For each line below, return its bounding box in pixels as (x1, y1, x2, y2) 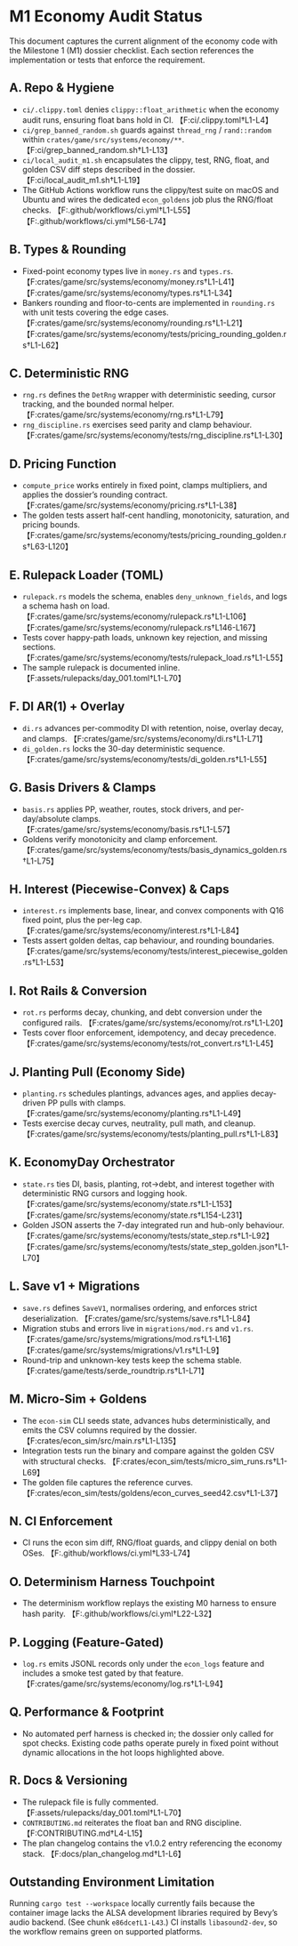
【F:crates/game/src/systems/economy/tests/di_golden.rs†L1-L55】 (21, 753, 272, 764)
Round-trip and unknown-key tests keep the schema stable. (21, 1355, 242, 1365)
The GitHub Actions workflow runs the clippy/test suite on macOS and (21, 184, 279, 195)
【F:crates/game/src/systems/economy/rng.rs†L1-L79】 (21, 409, 229, 420)
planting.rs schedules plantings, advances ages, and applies (21, 1088, 249, 1099)
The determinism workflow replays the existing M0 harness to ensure (21, 1598, 278, 1609)
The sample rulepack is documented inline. (21, 663, 181, 672)
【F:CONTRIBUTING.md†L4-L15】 (21, 1828, 148, 1838)
